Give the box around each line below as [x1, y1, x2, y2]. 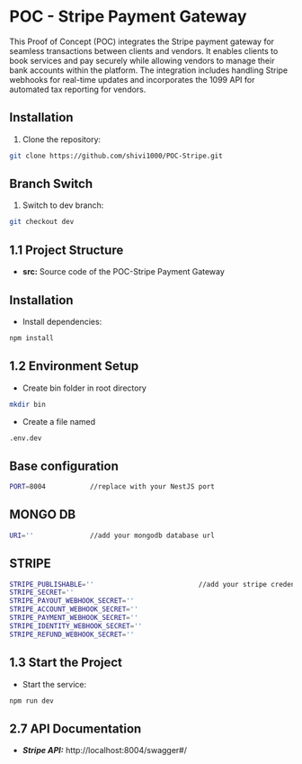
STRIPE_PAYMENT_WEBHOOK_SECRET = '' [9, 614, 139, 623]
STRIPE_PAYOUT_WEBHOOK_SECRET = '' [9, 597, 135, 606]
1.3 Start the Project [9, 655, 123, 670]
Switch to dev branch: [22, 200, 104, 211]
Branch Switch [9, 176, 93, 192]
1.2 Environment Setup [9, 358, 139, 374]
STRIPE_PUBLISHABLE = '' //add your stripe [9, 580, 268, 589]
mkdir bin [9, 400, 47, 409]
